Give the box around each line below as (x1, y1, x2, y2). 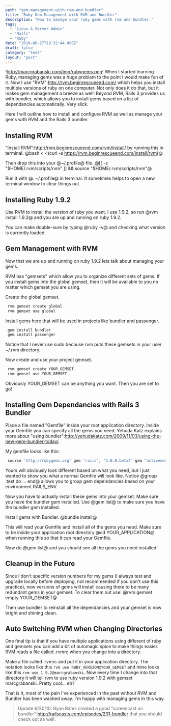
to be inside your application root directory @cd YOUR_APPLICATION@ (5, 529, 155, 535)
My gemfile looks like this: (5, 448, 60, 454)
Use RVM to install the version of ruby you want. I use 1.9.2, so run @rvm (5, 209, 158, 215)
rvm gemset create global (7, 303, 63, 309)
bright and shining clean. (5, 609, 58, 616)
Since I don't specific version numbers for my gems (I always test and (5, 573, 152, 579)
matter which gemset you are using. (5, 284, 81, 290)
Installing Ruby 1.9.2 (5, 196, 71, 204)
